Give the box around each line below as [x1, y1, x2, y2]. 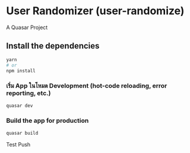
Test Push [6, 141, 31, 148]
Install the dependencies [6, 41, 100, 51]
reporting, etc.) [6, 89, 51, 97]
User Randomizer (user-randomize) [6, 4, 185, 18]
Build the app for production [6, 117, 89, 125]
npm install [6, 68, 36, 74]
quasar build [6, 130, 39, 136]
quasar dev [6, 103, 33, 109]
